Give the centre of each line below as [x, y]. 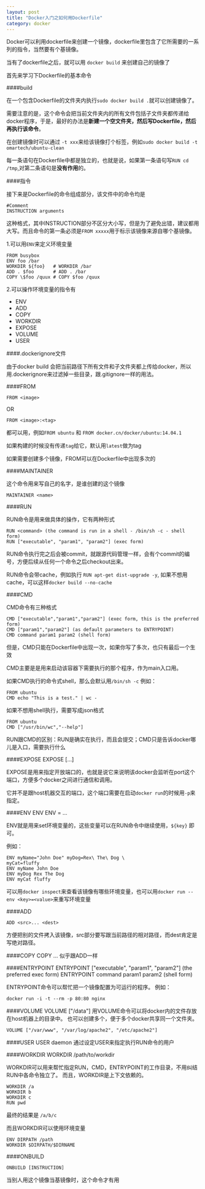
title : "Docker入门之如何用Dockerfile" [55, 18]
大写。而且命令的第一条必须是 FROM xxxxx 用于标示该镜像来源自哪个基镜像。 [101, 231]
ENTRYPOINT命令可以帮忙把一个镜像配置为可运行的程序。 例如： [89, 987]
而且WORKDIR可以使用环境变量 [46, 1128]
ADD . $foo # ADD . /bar [46, 272]
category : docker [29, 23]
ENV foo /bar [23, 261]
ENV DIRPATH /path [30, 1140]
